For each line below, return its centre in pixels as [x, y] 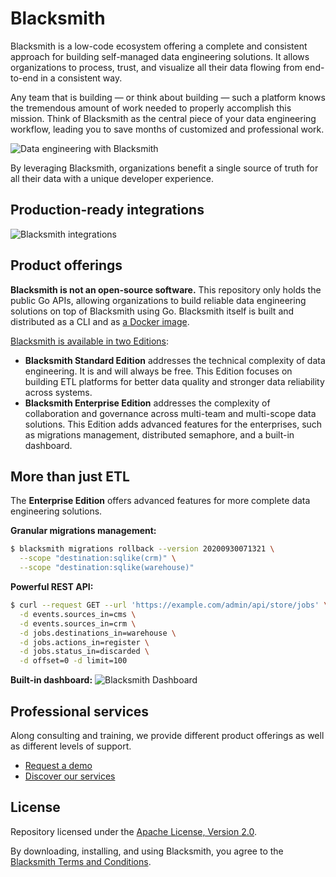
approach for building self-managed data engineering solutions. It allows [160, 56]
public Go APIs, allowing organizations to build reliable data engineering [158, 300]
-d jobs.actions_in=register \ [84, 642]
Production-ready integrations [107, 210]
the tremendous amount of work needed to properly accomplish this [151, 108]
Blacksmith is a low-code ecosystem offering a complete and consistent [159, 46]
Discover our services [70, 776]
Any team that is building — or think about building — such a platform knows [168, 97]
